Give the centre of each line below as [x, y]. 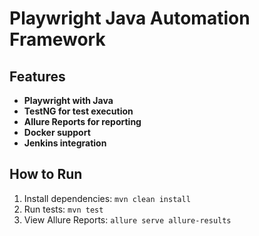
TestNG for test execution [78, 111]
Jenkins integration [65, 143]
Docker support [57, 132]
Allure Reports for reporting [82, 121]
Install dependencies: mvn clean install [107, 198]
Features [37, 76]
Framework [57, 39]
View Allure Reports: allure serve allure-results [127, 219]
